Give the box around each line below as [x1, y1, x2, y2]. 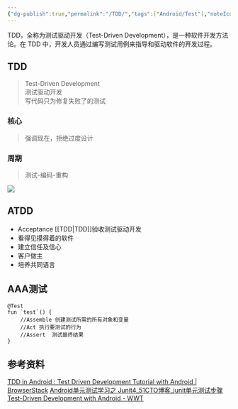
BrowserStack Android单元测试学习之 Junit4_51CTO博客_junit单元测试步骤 [7, 386, 223, 395]
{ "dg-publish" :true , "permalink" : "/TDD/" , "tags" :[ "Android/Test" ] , [7, 10, 208, 18]
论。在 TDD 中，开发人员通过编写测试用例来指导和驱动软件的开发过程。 [7, 40, 217, 48]
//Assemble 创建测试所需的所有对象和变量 [20, 316, 129, 323]
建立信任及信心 [17, 242, 62, 251]
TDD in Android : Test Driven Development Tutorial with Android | [7, 378, 198, 386]
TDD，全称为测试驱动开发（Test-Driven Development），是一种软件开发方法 [7, 31, 229, 39]
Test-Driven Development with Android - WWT [7, 394, 144, 403]
